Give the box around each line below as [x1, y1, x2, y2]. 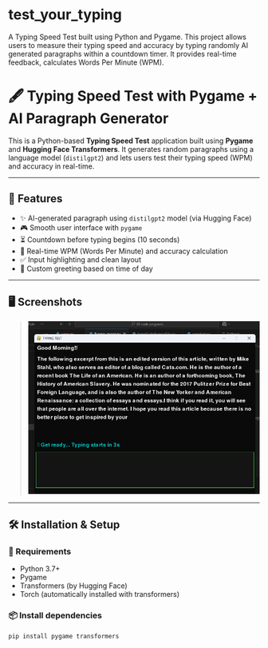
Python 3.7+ [19, 564, 61, 574]
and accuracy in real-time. [8, 161, 95, 171]
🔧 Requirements [8, 546, 72, 557]
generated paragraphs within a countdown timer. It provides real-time [8, 49, 237, 58]
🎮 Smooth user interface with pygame [19, 222, 143, 233]
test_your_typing [8, 6, 122, 24]
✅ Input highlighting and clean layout [19, 254, 142, 264]
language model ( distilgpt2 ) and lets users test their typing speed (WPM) [8, 153, 253, 162]
